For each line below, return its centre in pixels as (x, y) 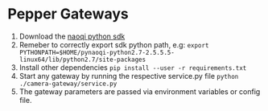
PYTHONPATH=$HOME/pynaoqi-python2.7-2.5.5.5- (97, 52)
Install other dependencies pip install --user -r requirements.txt (133, 67)
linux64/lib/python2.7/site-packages (82, 60)
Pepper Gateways (68, 14)
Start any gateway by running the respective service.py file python (129, 76)
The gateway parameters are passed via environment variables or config (140, 91)
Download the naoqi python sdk (72, 36)
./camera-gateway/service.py (68, 84)
